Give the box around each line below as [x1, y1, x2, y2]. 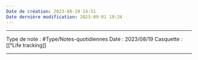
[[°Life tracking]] [6, 41, 47, 48]
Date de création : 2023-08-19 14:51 [6, 8, 96, 15]
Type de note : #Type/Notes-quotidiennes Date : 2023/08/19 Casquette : [6, 36, 183, 43]
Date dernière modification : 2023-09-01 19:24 [6, 14, 123, 20]
